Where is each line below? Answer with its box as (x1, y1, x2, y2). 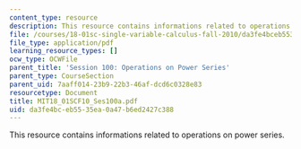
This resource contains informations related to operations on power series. (9, 129, 285, 140)
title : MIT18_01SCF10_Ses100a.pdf (9, 96, 139, 106)
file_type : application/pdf (9, 38, 115, 48)
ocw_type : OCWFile (9, 55, 78, 64)
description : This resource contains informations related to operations (9, 22, 291, 31)
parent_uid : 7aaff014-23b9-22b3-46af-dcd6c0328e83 (9, 80, 202, 89)
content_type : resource (9, 13, 99, 22)
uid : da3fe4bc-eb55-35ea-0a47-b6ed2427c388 (9, 105, 175, 114)
